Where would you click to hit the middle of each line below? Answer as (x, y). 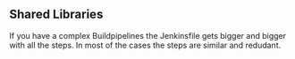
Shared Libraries (56, 15)
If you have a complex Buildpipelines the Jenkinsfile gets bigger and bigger (148, 35)
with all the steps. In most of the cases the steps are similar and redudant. (145, 45)
